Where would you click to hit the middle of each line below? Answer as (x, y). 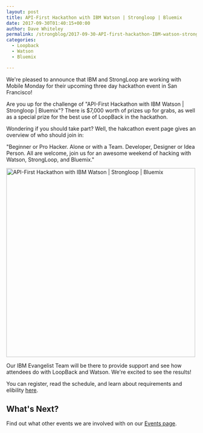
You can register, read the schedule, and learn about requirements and (94, 383)
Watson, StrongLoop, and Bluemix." (50, 159)
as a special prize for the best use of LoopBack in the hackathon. (87, 117)
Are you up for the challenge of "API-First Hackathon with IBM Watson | (95, 104)
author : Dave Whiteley (35, 29)
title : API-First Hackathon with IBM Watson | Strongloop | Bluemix (94, 18)
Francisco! (19, 92)
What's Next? (33, 409)
